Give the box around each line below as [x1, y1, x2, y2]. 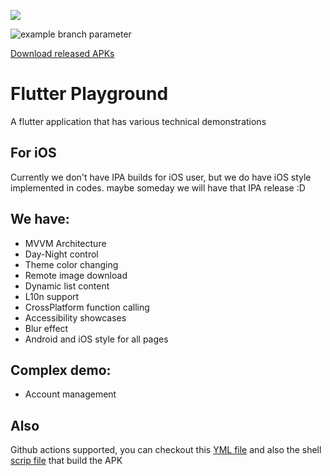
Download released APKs [10, 48, 115, 59]
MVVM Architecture [24, 237, 107, 249]
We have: [10, 211, 70, 228]
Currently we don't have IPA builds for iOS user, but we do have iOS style [10, 171, 312, 183]
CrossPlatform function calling [24, 301, 150, 313]
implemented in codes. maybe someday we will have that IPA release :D [10, 181, 306, 194]
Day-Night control [24, 248, 99, 260]
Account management [24, 388, 117, 400]
